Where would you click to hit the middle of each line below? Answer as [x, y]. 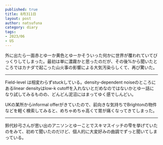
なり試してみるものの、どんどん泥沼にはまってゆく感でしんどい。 [71, 94]
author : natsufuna [24, 23]
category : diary [21, 28]
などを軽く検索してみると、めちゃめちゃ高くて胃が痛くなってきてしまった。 [81, 110]
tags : [10, 32]
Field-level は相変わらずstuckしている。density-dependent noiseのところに [81, 82]
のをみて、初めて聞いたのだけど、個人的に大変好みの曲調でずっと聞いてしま [81, 131]
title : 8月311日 [21, 14]
